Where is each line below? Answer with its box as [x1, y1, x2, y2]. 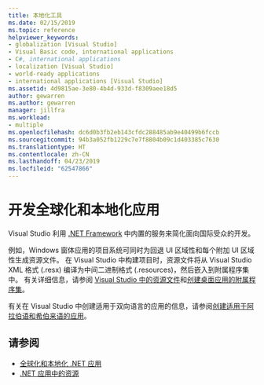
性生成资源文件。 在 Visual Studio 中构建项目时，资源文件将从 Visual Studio [8, 255, 252, 264]
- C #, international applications [8, 56, 122, 64]
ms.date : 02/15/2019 [8, 19, 76, 27]
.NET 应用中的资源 [19, 368, 79, 378]
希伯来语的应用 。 [35, 311, 91, 321]
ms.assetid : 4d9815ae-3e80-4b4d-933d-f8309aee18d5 [8, 84, 178, 93]
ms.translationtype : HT [8, 143, 86, 151]
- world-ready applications [8, 70, 101, 78]
